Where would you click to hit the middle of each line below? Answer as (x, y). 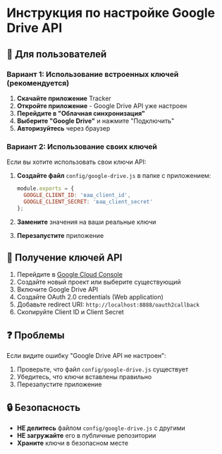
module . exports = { (45, 189)
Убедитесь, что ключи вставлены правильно (84, 377)
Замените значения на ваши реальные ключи (86, 222)
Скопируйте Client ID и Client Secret (70, 312)
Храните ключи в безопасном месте (72, 443)
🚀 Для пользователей (57, 54)
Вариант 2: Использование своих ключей (82, 146)
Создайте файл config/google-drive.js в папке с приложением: (114, 176)
